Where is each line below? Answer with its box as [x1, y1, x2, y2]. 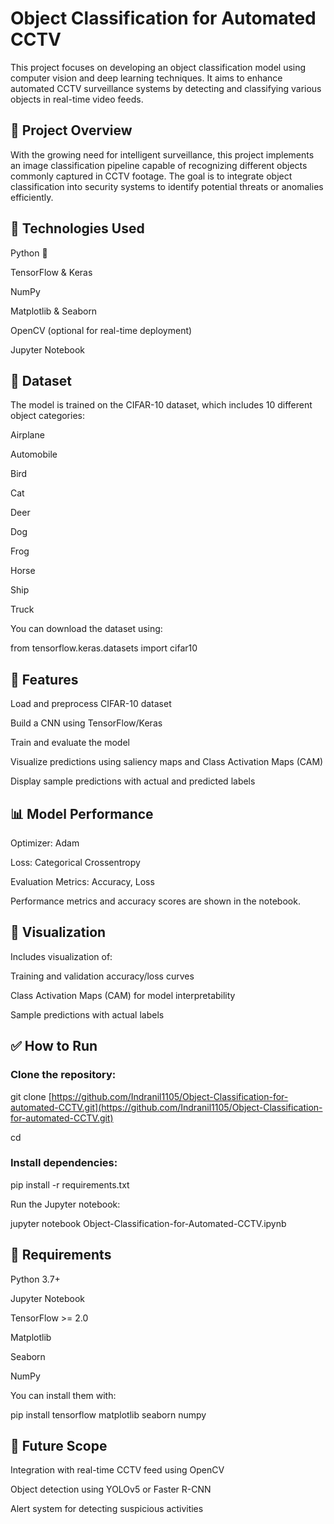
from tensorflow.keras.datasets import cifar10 [10, 642, 198, 654]
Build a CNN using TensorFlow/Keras [10, 717, 163, 729]
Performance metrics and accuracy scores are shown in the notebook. [10, 895, 301, 907]
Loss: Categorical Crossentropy [10, 857, 141, 868]
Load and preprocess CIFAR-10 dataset [10, 698, 172, 710]
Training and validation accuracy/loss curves [10, 970, 195, 982]
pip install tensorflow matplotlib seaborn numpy [10, 1408, 207, 1421]
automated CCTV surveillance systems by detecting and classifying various [10, 82, 322, 94]
